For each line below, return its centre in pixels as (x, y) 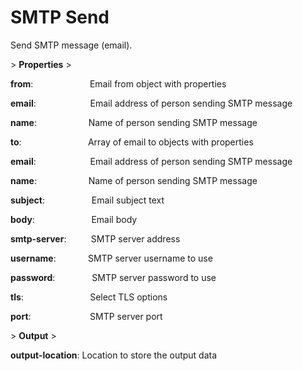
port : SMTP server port (86, 316)
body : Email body (74, 219)
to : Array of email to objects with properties (132, 142)
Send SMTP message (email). (71, 45)
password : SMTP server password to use (113, 277)
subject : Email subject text (87, 200)
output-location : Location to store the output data (114, 355)
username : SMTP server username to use (111, 258)
